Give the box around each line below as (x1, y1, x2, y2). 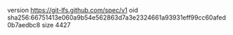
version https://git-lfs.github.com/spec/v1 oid (7, 6, 139, 14)
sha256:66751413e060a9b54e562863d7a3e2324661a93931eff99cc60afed (7, 13, 227, 22)
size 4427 (42, 21, 71, 29)
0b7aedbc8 (7, 21, 41, 29)
